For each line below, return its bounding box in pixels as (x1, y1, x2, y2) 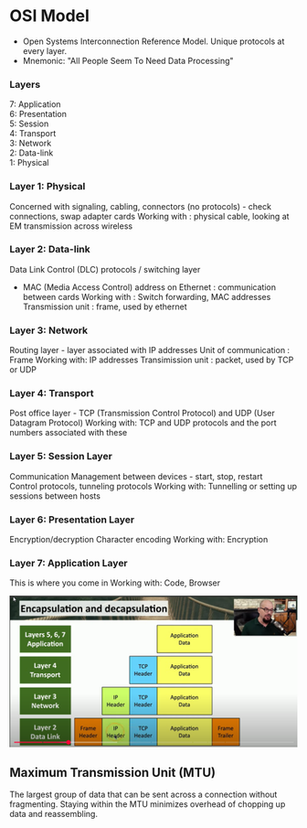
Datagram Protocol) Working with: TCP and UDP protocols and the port (9, 417, 277, 428)
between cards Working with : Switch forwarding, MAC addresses (22, 291, 271, 302)
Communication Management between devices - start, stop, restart (9, 470, 263, 481)
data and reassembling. (9, 809, 99, 820)
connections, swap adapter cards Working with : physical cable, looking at (9, 210, 290, 221)
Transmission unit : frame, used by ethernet (22, 301, 187, 312)
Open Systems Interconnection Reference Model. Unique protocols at (22, 36, 285, 47)
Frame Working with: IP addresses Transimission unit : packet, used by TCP (9, 354, 294, 366)
